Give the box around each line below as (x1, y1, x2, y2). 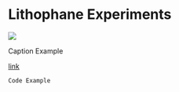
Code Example (8, 76, 51, 84)
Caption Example (8, 46, 64, 56)
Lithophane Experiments (8, 6, 172, 24)
